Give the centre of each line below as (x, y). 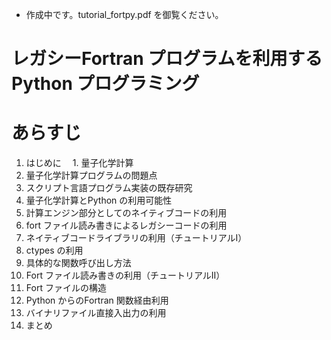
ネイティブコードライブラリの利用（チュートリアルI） (136, 238)
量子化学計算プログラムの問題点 (91, 175)
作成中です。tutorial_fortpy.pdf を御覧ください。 (124, 14)
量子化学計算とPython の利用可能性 (99, 200)
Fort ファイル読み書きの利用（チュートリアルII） (125, 275)
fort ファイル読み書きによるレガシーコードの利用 (126, 225)
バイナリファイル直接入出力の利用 (96, 313)
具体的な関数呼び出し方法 (78, 263)
